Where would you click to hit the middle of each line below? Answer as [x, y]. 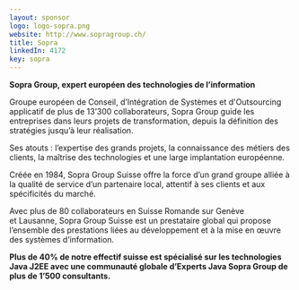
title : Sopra [34, 43]
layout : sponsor [40, 17]
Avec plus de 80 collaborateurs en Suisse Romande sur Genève [127, 211]
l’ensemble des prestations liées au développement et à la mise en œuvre [145, 230]
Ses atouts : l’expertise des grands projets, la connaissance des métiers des [149, 148]
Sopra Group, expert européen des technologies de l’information [132, 85]
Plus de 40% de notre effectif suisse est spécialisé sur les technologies [145, 257]
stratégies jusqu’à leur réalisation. [71, 130]
